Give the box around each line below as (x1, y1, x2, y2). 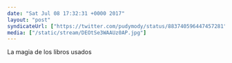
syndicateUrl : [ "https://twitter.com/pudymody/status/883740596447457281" (7, 23, 227, 29)
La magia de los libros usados (7, 48, 92, 56)
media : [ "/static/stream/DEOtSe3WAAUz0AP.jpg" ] (7, 29, 147, 36)
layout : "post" (7, 16, 51, 23)
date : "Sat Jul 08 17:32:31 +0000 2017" (7, 10, 126, 17)
